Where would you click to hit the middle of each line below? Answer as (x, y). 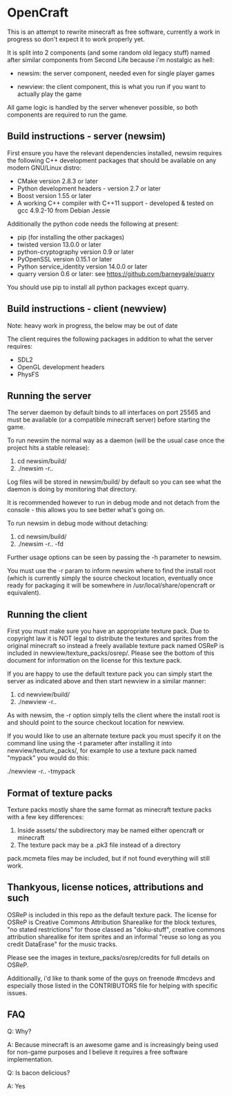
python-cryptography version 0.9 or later (76, 252)
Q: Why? (19, 1031)
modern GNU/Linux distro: (44, 168)
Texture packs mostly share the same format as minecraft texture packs (109, 810)
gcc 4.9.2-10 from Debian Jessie (64, 210)
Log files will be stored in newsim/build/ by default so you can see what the (114, 482)
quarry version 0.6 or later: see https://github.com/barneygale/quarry (116, 273)
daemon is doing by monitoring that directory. (72, 489)
